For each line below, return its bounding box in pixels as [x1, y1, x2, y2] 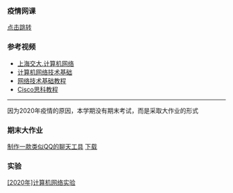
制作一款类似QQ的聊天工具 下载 [7, 142, 98, 150]
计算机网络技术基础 [17, 68, 73, 76]
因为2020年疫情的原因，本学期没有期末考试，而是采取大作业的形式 [7, 106, 199, 115]
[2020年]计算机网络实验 [7, 178, 76, 187]
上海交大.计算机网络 [17, 59, 74, 67]
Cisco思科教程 [17, 85, 59, 93]
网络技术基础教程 [17, 76, 67, 84]
